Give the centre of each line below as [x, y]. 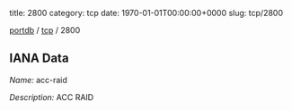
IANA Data [39, 59]
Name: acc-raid [38, 80]
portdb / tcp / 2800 [45, 30]
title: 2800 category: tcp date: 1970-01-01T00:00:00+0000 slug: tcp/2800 [146, 13]
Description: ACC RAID [52, 97]
